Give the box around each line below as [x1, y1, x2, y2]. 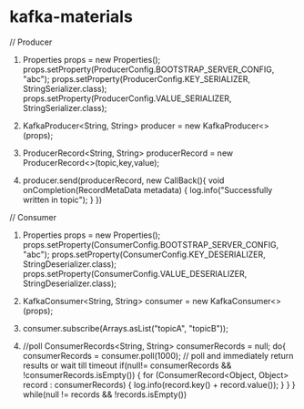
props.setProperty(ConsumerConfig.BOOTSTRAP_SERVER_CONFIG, [22, 239, 279, 250]
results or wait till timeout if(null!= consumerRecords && [22, 360, 232, 371]
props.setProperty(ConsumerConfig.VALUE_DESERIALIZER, [22, 268, 248, 279]
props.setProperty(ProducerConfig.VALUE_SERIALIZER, [22, 93, 232, 104]
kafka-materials [9, 6, 134, 27]
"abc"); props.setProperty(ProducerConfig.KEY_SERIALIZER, [22, 73, 251, 84]
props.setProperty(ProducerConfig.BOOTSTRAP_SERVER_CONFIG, [22, 64, 275, 75]
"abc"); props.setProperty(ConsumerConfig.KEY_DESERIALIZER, [22, 249, 266, 260]
